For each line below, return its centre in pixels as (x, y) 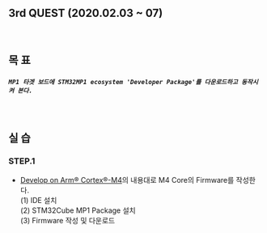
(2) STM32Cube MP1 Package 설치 (78, 210)
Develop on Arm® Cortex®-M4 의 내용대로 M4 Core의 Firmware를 (127, 180)
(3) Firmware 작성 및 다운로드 (68, 220)
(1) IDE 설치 (38, 200)
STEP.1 (22, 161)
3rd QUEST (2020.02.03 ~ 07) (86, 13)
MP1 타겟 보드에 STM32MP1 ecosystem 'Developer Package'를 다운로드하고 (123, 82)
